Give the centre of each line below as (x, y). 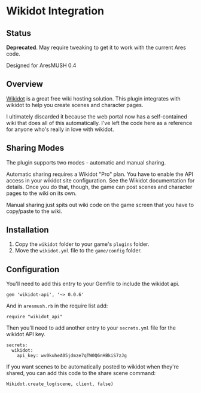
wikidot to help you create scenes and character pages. (75, 105)
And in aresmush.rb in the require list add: (57, 306)
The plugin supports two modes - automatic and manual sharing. (86, 162)
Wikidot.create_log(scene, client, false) (60, 384)
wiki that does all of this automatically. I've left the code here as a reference (99, 123)
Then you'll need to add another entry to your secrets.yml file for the (91, 328)
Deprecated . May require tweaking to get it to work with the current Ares (96, 47)
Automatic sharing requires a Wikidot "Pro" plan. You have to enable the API (100, 174)
